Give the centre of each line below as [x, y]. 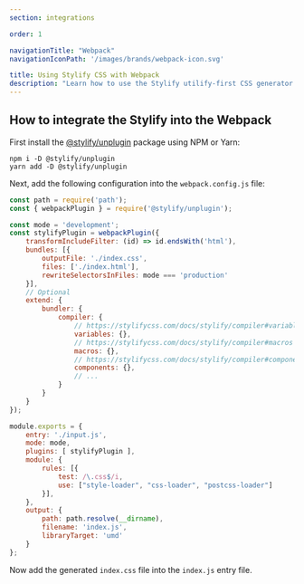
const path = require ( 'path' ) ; [68, 200]
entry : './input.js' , [66, 435]
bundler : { [62, 309]
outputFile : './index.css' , [95, 259]
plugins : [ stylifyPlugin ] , [81, 452]
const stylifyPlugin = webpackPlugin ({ [85, 233]
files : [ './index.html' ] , [91, 267]
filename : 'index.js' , [85, 527]
